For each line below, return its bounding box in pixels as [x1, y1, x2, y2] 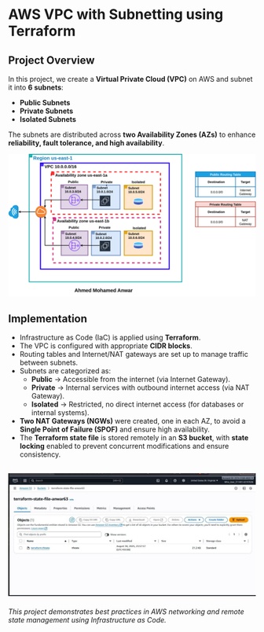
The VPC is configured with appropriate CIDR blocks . [19, 341, 192, 351]
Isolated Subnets [19, 115, 77, 123]
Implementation [8, 312, 88, 325]
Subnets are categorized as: [19, 366, 112, 376]
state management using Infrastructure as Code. [8, 615, 167, 624]
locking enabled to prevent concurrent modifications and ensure [19, 442, 229, 451]
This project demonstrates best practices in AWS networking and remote [8, 607, 245, 616]
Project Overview [8, 53, 95, 67]
